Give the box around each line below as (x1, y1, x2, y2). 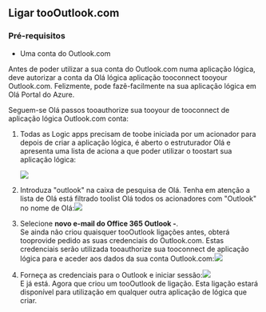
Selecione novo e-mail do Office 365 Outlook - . (19, 218, 179, 228)
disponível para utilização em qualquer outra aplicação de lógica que (19, 287, 248, 297)
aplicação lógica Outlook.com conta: (8, 114, 129, 123)
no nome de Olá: (19, 203, 75, 213)
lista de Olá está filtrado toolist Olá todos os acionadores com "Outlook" (19, 194, 257, 203)
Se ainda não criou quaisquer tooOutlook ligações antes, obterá (19, 227, 230, 237)
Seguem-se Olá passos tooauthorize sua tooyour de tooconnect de (8, 105, 230, 114)
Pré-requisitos (8, 30, 66, 42)
